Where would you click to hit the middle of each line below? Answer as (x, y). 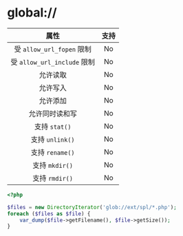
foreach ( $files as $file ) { (49, 214)
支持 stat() (53, 127)
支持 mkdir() (53, 165)
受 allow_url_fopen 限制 (53, 49)
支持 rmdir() (53, 178)
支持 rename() (53, 152)
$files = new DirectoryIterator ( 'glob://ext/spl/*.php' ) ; (92, 207)
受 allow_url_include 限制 (53, 62)
